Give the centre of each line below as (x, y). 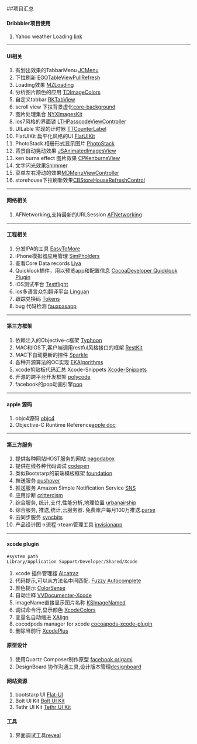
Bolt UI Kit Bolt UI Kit (40, 701)
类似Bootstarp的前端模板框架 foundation (64, 473)
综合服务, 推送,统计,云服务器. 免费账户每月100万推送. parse (85, 510)
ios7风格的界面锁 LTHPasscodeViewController (70, 121)
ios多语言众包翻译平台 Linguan (52, 291)
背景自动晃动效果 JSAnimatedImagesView (65, 151)
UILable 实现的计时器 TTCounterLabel (61, 129)
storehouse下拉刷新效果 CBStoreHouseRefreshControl (80, 180)
